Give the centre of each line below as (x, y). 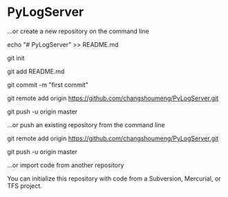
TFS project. (25, 186)
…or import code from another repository (66, 165)
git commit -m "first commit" (48, 84)
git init (16, 58)
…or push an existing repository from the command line (86, 124)
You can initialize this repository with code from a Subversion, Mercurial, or (114, 178)
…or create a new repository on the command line (78, 31)
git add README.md (36, 71)
